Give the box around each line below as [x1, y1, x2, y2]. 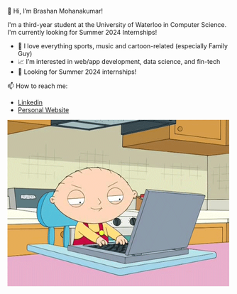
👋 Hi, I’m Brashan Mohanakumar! [7, 7, 103, 15]
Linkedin [17, 98, 43, 107]
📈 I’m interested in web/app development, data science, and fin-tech [17, 58, 221, 65]
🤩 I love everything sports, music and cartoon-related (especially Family [17, 42, 228, 50]
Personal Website [17, 106, 70, 114]
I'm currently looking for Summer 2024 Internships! [7, 28, 158, 36]
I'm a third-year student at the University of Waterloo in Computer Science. [7, 21, 227, 28]
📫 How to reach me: [7, 82, 68, 90]
